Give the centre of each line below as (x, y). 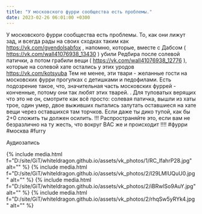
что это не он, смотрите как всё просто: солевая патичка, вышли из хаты (101, 99)
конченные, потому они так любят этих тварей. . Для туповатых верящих (101, 92)
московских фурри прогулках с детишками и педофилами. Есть (89, 80)
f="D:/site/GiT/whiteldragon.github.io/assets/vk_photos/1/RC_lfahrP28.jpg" (99, 160)
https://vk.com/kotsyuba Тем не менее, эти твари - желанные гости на (97, 73)
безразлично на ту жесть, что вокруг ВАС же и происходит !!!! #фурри (97, 124)
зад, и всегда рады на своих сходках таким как (68, 41)
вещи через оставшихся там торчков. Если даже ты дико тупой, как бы (98, 112)
